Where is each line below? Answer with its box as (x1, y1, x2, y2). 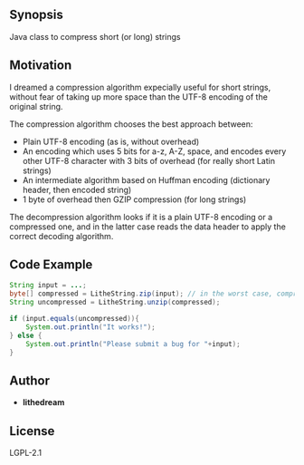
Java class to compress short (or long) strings (9, 31, 181, 42)
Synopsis (9, 7, 63, 23)
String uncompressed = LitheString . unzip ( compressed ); (9, 298, 221, 307)
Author (9, 373, 50, 388)
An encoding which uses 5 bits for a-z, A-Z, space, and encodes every (22, 145, 287, 157)
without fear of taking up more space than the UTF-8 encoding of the (9, 91, 269, 102)
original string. (9, 101, 63, 111)
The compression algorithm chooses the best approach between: (9, 118, 253, 130)
